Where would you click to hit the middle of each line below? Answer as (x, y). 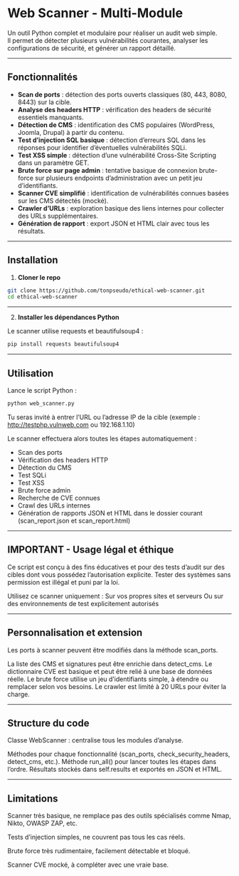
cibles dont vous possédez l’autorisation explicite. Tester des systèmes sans (119, 574)
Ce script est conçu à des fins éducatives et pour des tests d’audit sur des (116, 567)
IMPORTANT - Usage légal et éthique (91, 550)
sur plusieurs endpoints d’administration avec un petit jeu (119, 178)
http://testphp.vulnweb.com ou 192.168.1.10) (71, 424)
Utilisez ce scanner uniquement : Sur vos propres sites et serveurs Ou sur (116, 596)
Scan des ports (40, 452)
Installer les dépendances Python (68, 317)
